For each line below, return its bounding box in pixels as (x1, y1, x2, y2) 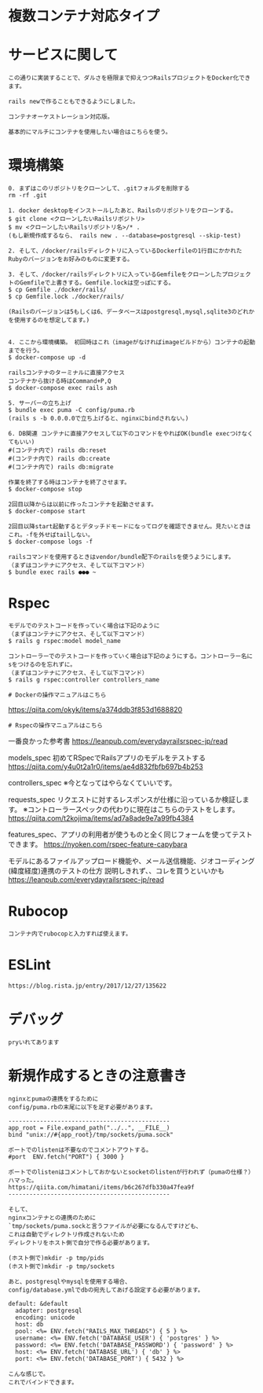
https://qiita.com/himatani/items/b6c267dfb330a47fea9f (8, 1183, 195, 1191)
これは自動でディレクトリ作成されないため (8, 1230, 125, 1238)
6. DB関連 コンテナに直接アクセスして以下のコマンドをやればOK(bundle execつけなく (8, 430, 254, 438)
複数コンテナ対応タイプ (8, 7, 160, 25)
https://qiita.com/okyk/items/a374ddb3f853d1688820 (8, 705, 183, 714)
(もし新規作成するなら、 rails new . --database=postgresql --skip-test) (8, 232, 242, 240)
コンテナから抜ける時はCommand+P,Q (8, 377, 111, 385)
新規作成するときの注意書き (8, 1067, 188, 1085)
